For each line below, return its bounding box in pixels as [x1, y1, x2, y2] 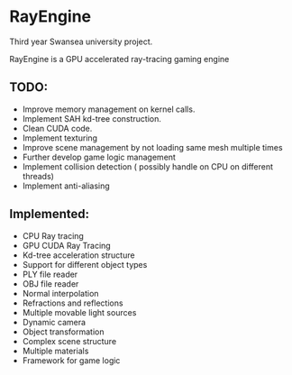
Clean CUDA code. [22, 123, 93, 133]
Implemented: [9, 206, 90, 222]
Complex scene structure [22, 335, 117, 346]
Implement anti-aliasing [22, 180, 110, 191]
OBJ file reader [22, 278, 79, 289]
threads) [22, 170, 54, 181]
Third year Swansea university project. [9, 36, 153, 47]
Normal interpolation [22, 288, 99, 298]
